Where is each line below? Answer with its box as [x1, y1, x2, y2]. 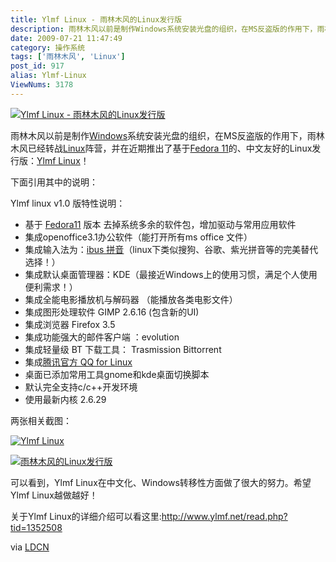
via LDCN [10, 541, 50, 553]
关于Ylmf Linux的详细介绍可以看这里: [10, 510, 162, 522]
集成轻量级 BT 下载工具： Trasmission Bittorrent [24, 343, 222, 355]
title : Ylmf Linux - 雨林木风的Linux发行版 [10, 14, 183, 25]
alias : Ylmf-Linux [10, 71, 87, 81]
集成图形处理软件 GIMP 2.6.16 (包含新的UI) [24, 306, 200, 318]
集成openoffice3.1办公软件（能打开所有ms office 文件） [24, 231, 253, 243]
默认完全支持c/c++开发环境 [24, 381, 138, 393]
